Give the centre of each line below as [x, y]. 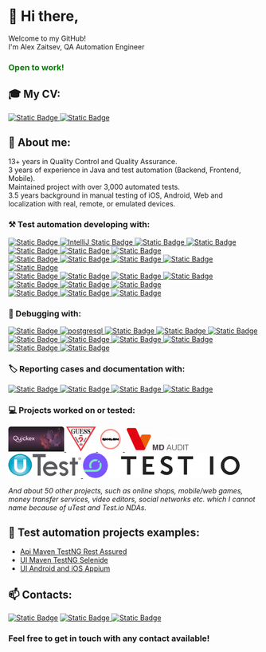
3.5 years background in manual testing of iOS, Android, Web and [115, 195]
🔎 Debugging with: [45, 313]
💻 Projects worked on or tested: [72, 410]
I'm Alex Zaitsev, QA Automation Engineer [76, 46]
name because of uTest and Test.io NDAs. [78, 507]
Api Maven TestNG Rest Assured [73, 552]
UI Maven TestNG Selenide [64, 560]
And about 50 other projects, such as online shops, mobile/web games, [126, 490]
